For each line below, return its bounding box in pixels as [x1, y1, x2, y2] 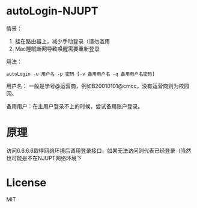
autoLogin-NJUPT [6, 4, 98, 18]
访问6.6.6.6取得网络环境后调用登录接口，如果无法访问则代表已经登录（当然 [6, 147, 192, 154]
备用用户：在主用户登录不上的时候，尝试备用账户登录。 [6, 102, 143, 109]
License [6, 176, 47, 190]
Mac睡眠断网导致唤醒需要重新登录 [14, 45, 100, 52]
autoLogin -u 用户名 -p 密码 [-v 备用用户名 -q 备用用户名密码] [6, 71, 155, 77]
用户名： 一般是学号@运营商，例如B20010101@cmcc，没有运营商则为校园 [6, 82, 190, 90]
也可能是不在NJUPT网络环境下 [6, 154, 82, 162]
